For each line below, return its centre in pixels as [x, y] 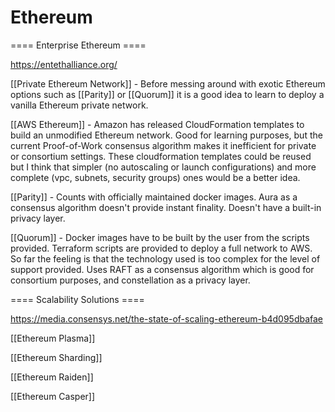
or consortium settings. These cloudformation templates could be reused [161, 156]
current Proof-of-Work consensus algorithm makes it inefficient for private [163, 145]
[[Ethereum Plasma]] [53, 338]
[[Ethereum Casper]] [53, 396]
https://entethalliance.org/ [64, 64]
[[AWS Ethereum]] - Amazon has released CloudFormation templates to [157, 124]
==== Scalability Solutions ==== [77, 299]
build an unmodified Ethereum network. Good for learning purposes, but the [166, 135]
